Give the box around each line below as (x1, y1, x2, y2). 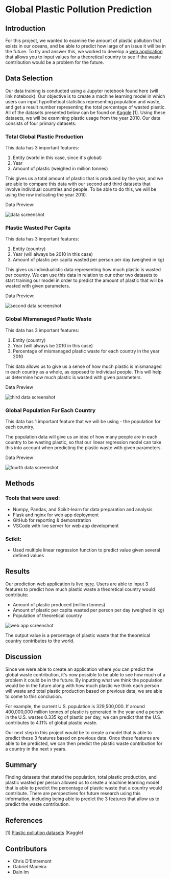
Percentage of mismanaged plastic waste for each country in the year (12, 348, 160, 354)
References (5, 816, 43, 825)
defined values (12, 552, 44, 558)
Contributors (5, 844, 47, 853)
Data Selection (5, 74, 53, 83)
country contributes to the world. (5, 638, 75, 644)
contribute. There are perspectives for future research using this (5, 790, 141, 797)
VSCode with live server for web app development (12, 522, 119, 529)
